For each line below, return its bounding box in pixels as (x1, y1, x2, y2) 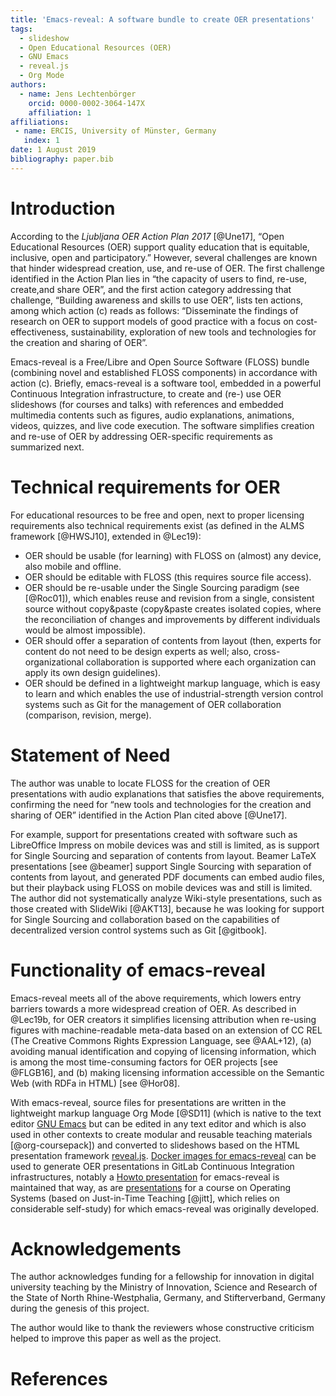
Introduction (10, 197, 116, 220)
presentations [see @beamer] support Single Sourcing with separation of (10, 860, 312, 872)
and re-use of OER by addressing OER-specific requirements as (10, 430, 273, 442)
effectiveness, (10, 326, 69, 338)
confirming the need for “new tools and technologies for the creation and (10, 798, 312, 810)
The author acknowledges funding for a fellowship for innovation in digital (10, 1271, 315, 1283)
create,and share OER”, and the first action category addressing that (10, 283, 292, 295)
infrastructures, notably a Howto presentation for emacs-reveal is (10, 1171, 280, 1183)
